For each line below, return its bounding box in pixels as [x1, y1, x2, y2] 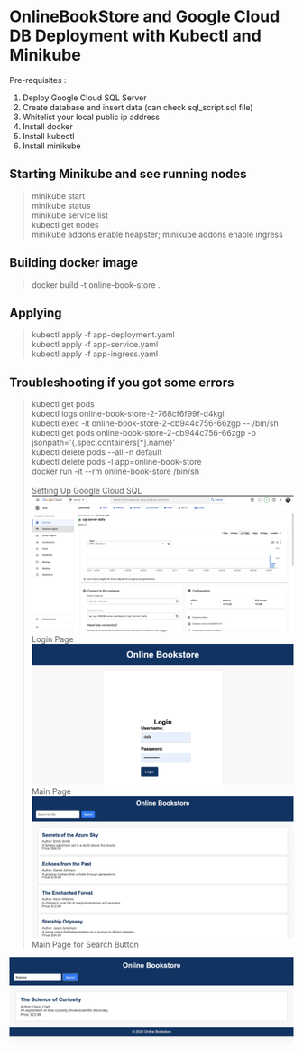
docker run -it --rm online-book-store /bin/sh [31, 466, 200, 477]
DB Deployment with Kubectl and [9, 25, 262, 46]
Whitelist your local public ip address [22, 111, 161, 122]
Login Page [31, 634, 74, 645]
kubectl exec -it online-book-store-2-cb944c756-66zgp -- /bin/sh [31, 418, 279, 429]
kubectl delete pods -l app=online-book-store [31, 457, 202, 468]
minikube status [31, 200, 91, 211]
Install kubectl [22, 130, 75, 141]
